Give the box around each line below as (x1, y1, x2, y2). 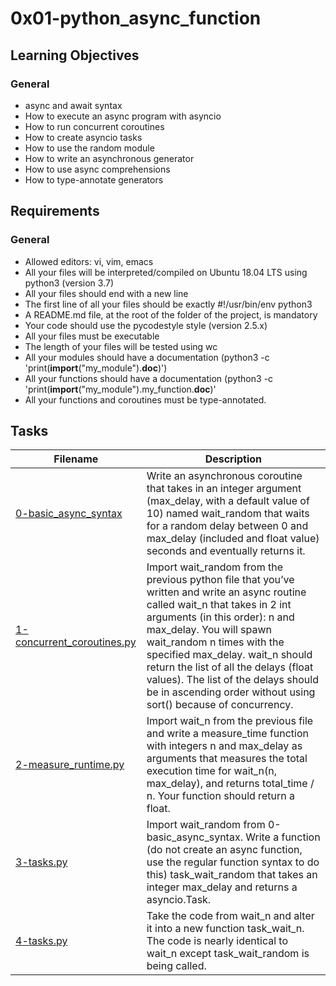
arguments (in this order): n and (146, 610, 295, 624)
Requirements (10, 203, 100, 220)
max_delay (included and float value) (146, 532, 320, 546)
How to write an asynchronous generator (24, 152, 195, 164)
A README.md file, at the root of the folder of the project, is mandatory (24, 308, 318, 321)
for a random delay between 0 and (146, 519, 309, 533)
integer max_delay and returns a (146, 880, 298, 894)
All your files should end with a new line (24, 287, 189, 299)
